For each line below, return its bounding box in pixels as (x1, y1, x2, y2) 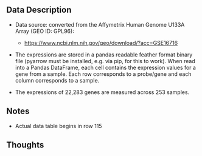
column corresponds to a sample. (15, 76, 100, 84)
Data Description (6, 5, 72, 15)
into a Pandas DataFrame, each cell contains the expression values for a (15, 64, 197, 71)
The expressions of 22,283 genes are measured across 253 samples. (15, 88, 190, 96)
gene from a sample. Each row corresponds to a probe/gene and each (15, 70, 192, 78)
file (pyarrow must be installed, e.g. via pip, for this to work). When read (15, 57, 196, 64)
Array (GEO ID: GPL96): (15, 27, 74, 35)
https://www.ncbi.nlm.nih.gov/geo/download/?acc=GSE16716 (24, 39, 178, 46)
